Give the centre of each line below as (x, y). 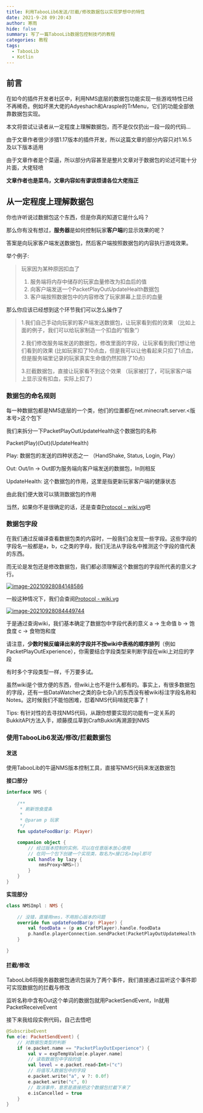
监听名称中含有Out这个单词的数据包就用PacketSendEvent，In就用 (88, 1000)
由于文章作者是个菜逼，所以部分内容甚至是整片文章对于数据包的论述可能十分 (101, 160)
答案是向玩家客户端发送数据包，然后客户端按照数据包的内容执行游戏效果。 (99, 243)
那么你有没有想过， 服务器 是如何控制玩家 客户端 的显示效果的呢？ (85, 230)
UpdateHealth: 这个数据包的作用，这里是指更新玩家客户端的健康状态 (91, 481)
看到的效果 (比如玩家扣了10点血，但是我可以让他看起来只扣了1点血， (111, 351)
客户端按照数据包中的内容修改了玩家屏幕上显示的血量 (96, 297)
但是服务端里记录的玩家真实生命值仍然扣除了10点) (83, 358)
